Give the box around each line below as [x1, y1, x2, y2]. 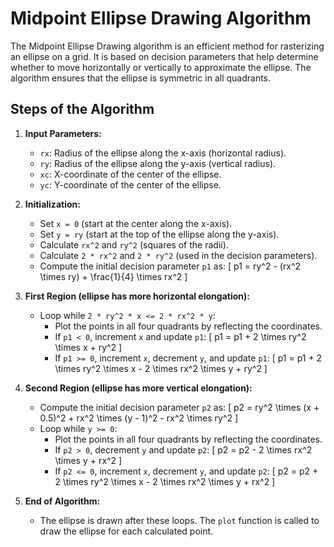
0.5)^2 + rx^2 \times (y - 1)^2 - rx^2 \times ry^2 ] [39, 412, 239, 424]
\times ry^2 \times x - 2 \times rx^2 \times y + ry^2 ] [54, 362, 268, 374]
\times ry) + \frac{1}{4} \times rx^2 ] [39, 270, 188, 282]
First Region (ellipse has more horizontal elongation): [24, 290, 250, 302]
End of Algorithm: [24, 495, 101, 507]
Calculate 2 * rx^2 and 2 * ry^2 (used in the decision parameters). [39, 249, 318, 261]
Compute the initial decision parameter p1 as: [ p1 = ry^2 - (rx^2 [39, 260, 302, 272]
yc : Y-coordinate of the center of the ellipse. [39, 178, 222, 191]
